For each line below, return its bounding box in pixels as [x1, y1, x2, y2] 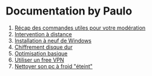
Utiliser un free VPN [14, 56, 64, 63]
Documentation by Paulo [5, 4, 133, 18]
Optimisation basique [14, 49, 68, 57]
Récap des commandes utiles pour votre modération [14, 24, 146, 31]
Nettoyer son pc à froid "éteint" [14, 62, 93, 70]
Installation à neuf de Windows [14, 37, 92, 44]
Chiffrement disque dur [14, 43, 73, 51]
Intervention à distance [14, 30, 72, 37]
